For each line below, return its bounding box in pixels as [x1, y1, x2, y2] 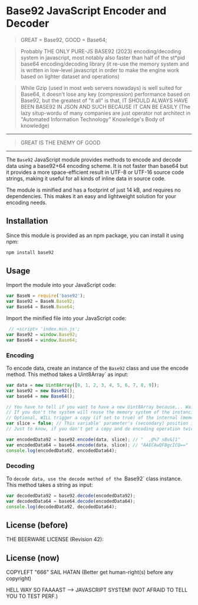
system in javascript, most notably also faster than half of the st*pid [20, 54, 186, 61]
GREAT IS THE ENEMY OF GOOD [20, 139, 101, 146]
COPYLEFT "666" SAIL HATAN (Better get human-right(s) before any [6, 569, 174, 576]
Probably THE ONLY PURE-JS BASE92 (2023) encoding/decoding [20, 47, 181, 54]
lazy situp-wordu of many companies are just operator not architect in [20, 109, 190, 117]
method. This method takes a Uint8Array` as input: [6, 371, 128, 378]
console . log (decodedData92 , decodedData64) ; [6, 504, 117, 510]
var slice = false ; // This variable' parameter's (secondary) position [6, 420, 189, 426]
